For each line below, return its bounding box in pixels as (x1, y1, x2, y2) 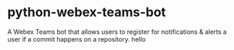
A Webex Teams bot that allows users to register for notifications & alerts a (7, 27, 227, 36)
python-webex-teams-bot (7, 4, 166, 20)
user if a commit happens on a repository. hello (7, 35, 146, 43)
